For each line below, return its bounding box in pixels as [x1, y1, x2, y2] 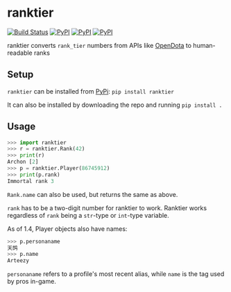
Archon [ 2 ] [7, 158, 39, 166]
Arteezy [7, 257, 30, 264]
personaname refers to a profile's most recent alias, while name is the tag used [7, 270, 225, 278]
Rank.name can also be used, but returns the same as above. [7, 190, 178, 198]
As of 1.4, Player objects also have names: [7, 224, 128, 233]
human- [193, 41, 216, 49]
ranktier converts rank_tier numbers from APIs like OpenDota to [7, 41, 192, 49]
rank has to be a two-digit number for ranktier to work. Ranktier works [7, 203, 207, 212]
